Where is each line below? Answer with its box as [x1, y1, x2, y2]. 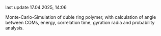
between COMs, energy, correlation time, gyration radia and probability [5, 20, 155, 25]
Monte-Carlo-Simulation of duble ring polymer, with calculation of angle [5, 14, 156, 20]
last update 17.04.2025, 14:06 [5, 5, 67, 10]
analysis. [5, 25, 24, 31]
